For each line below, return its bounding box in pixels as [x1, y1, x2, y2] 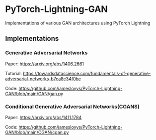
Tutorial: [5, 70, 22, 76]
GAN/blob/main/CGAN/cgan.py [5, 129, 69, 135]
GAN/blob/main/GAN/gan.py [5, 91, 64, 97]
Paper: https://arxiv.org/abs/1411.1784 [5, 114, 82, 120]
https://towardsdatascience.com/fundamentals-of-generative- [23, 70, 151, 76]
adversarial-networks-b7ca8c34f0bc [5, 76, 81, 82]
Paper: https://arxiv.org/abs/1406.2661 [5, 61, 84, 67]
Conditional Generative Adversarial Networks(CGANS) [5, 103, 140, 110]
